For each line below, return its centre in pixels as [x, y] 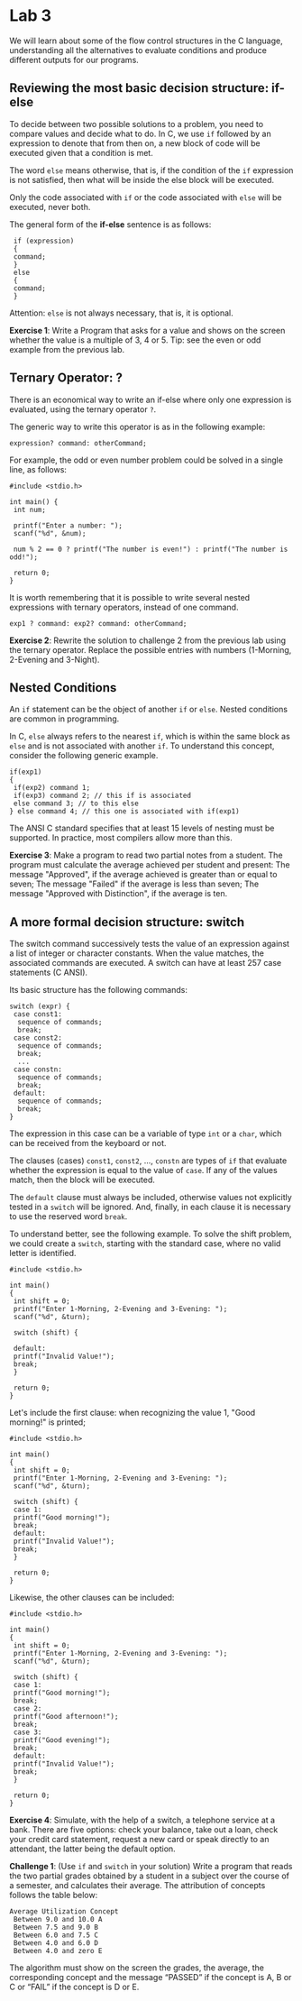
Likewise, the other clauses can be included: [92, 1598]
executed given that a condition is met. [81, 152]
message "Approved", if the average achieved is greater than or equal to [143, 875]
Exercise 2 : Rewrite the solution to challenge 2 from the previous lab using [148, 640]
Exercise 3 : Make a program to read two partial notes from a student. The [146, 855]
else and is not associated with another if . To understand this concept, [142, 746]
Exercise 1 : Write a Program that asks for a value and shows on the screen [147, 330]
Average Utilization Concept [64, 1912]
